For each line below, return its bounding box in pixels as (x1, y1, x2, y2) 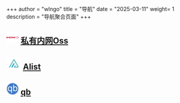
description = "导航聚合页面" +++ (6, 13, 92, 20)
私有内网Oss (20, 36, 69, 46)
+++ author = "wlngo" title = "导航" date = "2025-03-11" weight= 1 (6, 6, 174, 12)
